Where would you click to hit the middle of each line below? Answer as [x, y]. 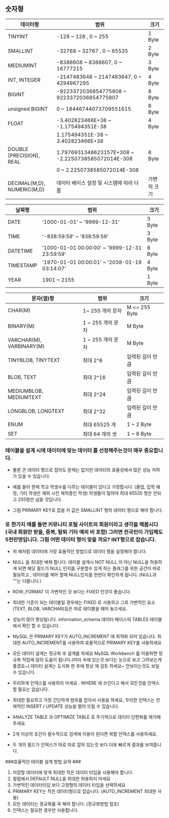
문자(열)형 [43, 298]
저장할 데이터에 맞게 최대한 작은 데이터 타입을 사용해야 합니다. [73, 773]
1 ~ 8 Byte [139, 434]
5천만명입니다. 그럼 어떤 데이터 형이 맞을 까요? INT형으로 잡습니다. [81, 539]
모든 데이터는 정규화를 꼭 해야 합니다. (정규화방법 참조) [66, 804]
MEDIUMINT [22, 65]
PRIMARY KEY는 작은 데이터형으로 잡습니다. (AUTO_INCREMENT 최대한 [84, 791]
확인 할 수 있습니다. [41, 626]
